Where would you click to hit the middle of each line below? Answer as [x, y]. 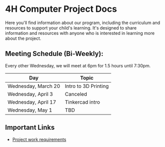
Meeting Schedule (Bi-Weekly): [54, 54]
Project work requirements [39, 139]
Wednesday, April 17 [32, 102]
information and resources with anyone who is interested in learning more [80, 33]
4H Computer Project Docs [61, 9]
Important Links [30, 128]
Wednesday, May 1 [30, 110]
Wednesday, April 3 [30, 94]
